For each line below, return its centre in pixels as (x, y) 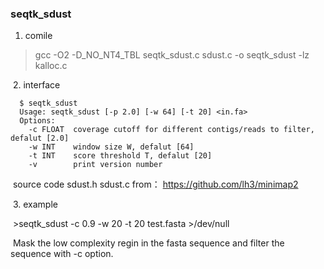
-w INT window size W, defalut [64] (111, 147)
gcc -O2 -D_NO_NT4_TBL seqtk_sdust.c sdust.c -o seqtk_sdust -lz (172, 55)
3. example (35, 204)
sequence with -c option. (62, 254)
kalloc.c (51, 66)
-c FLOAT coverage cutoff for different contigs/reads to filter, (171, 130)
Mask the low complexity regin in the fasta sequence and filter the (148, 243)
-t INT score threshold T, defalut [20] (120, 156)
